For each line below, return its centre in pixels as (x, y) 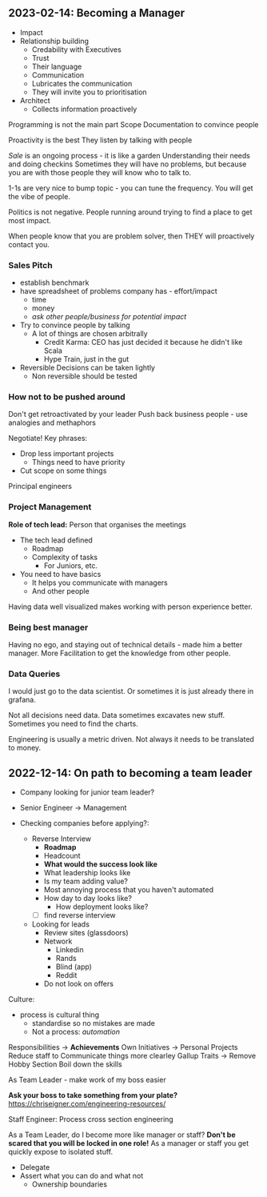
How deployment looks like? (102, 907)
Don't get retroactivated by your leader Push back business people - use (128, 414)
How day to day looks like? (88, 899)
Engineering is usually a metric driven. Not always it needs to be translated (131, 739)
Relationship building (54, 41)
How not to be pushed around (67, 397)
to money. (25, 748)
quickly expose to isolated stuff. (61, 1152)
